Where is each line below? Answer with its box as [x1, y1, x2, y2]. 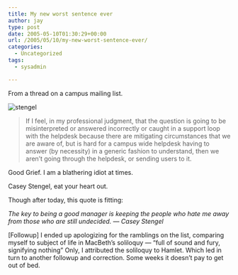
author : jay [8, 17, 43, 24]
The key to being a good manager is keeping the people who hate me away [8, 209, 229, 217]
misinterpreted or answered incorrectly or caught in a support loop [25, 124, 220, 132]
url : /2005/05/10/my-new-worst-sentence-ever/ [8, 37, 148, 44]
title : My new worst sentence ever [8, 10, 113, 18]
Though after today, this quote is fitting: [8, 195, 123, 204]
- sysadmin [14, 63, 47, 70]
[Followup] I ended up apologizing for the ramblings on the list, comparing [8, 230, 225, 239]
